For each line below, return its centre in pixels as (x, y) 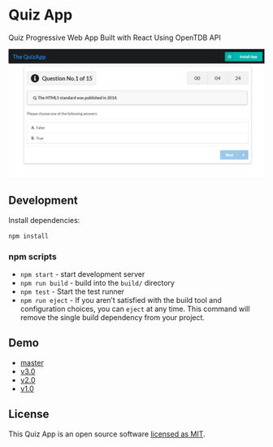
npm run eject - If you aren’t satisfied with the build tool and (121, 300)
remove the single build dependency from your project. (113, 318)
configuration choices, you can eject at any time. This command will (135, 309)
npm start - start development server (82, 274)
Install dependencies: (44, 220)
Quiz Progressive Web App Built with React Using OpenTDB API (115, 37)
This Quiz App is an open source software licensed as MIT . (107, 434)
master (32, 362)
